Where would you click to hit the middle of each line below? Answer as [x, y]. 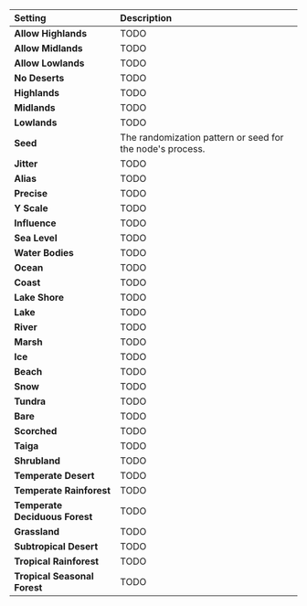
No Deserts [39, 78]
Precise [31, 193]
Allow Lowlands [49, 63]
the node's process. [163, 149]
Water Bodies [44, 253]
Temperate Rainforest [63, 490]
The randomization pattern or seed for [202, 138]
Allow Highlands [51, 33]
